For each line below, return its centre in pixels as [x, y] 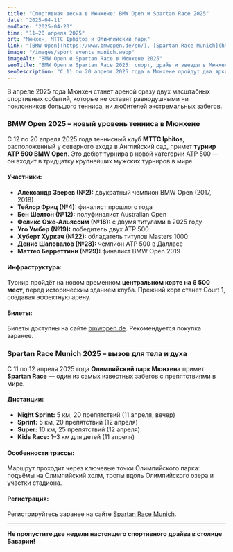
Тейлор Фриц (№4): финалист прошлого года [85, 207]
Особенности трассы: [41, 453]
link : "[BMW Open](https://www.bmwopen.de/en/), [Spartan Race [101, 46]
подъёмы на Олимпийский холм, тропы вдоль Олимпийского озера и [110, 476]
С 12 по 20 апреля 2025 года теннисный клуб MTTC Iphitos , [96, 139]
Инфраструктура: [35, 267]
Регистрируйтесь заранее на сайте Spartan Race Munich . [92, 514]
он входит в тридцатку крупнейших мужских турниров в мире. [101, 161]
